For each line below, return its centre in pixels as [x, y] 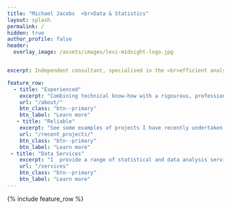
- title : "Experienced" [47, 89]
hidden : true [26, 33]
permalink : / [26, 26]
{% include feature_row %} [45, 199]
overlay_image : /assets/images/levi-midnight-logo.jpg [93, 52]
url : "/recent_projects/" [57, 134]
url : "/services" [44, 166]
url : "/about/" [41, 102]
